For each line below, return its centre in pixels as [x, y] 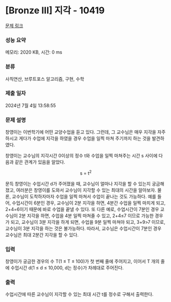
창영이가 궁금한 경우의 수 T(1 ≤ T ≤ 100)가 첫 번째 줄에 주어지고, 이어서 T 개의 [82, 262]
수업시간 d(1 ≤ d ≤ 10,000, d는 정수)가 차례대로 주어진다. [67, 268]
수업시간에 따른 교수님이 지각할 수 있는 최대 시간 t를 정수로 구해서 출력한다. [80, 294]
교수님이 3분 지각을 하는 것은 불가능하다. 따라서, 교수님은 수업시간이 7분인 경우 [83, 228]
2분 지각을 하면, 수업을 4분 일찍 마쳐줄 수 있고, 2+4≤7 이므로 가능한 [86, 216]
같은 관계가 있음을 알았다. [40, 162]
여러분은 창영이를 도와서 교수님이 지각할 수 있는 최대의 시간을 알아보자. [86, 190]
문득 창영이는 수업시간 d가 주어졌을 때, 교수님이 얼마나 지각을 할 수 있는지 [78, 183]
